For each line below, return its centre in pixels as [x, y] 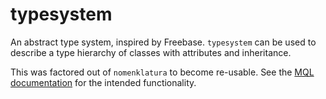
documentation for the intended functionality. [103, 82]
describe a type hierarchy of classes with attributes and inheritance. [151, 52]
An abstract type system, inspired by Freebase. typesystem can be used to [163, 42]
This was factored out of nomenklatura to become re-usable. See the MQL [162, 72]
